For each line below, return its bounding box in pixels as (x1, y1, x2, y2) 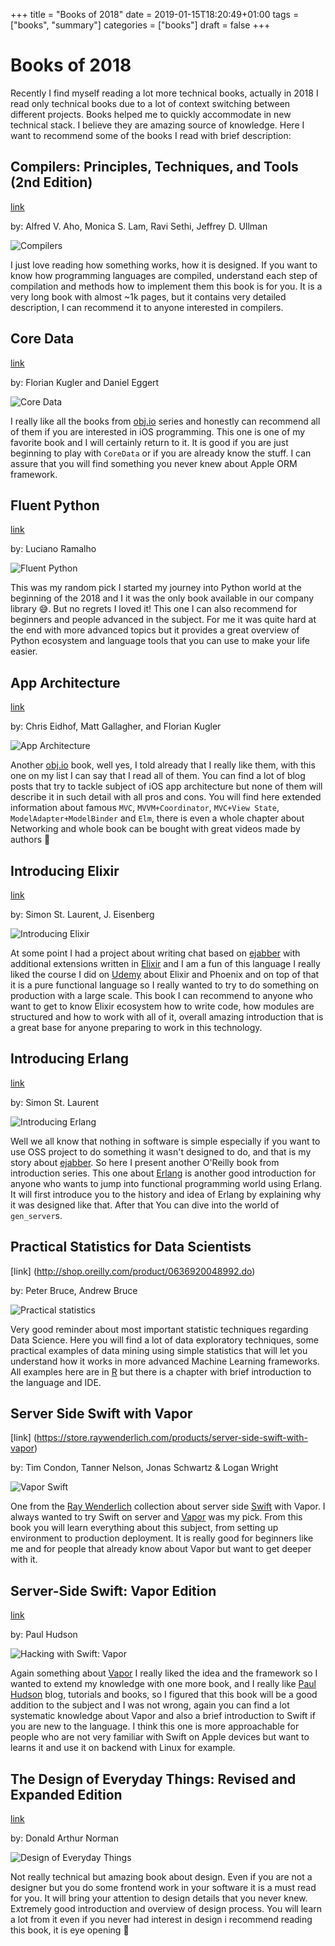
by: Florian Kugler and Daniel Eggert (10, 376, 160, 388)
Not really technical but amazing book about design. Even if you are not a (10, 1871, 313, 1883)
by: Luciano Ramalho (10, 543, 97, 555)
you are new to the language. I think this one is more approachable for (10, 1720, 300, 1733)
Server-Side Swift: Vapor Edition (10, 1582, 217, 1599)
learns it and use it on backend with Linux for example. (10, 1742, 236, 1754)
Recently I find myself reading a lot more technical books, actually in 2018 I (10, 87, 319, 99)
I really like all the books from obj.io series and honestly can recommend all (10, 415, 321, 427)
